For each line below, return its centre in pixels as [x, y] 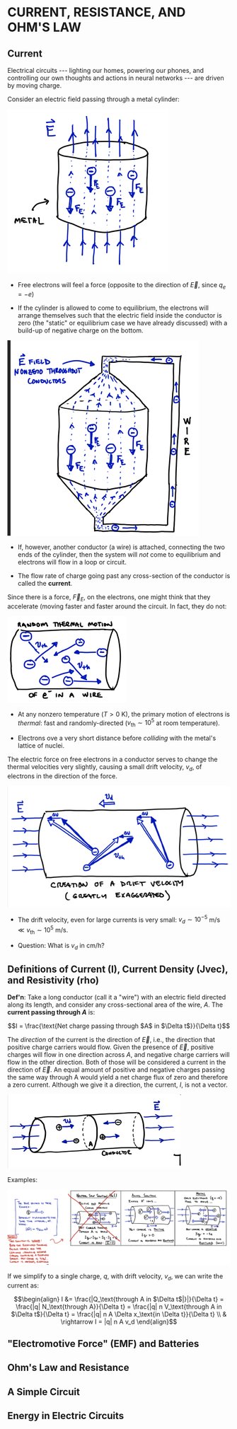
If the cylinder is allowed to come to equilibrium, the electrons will [113, 308]
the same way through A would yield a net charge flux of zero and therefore [118, 1077]
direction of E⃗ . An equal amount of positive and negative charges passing [116, 1070]
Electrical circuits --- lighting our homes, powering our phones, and [105, 70]
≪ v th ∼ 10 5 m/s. [43, 930]
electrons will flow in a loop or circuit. [72, 562]
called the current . [45, 583]
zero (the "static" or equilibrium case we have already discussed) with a [122, 323]
